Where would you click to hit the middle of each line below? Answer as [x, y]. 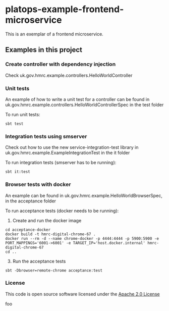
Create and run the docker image [47, 220]
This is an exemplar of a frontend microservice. [54, 34]
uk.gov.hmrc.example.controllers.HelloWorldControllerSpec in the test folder [84, 105]
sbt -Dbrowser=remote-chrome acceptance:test [54, 270]
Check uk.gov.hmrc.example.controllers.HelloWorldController [69, 75]
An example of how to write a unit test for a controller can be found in [77, 99]
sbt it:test [18, 172]
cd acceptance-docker [28, 230]
